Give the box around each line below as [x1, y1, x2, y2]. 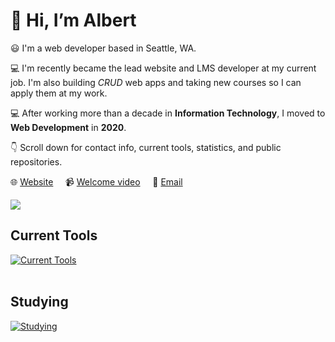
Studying [10, 294, 69, 311]
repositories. [10, 155, 63, 168]
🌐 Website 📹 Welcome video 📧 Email [10, 175, 183, 188]
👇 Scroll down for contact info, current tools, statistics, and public [10, 141, 282, 153]
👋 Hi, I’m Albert [10, 9, 137, 32]
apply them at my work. [10, 87, 108, 99]
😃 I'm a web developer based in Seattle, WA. [10, 42, 197, 54]
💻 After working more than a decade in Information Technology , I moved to [10, 107, 326, 119]
